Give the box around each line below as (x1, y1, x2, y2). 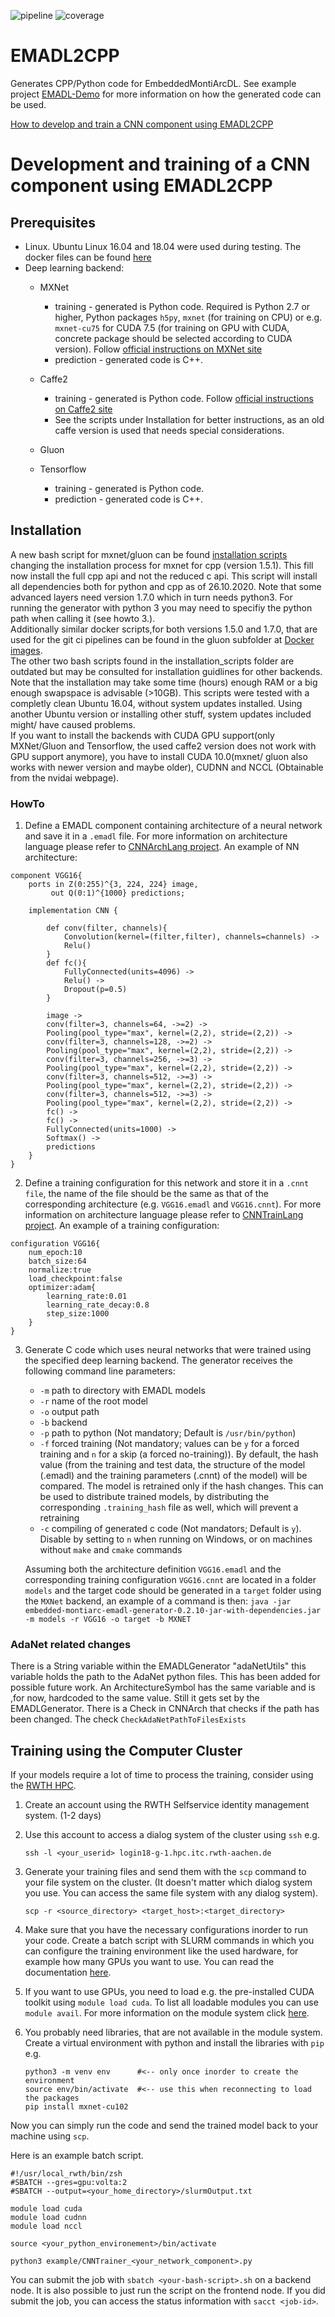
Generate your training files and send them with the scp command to (24, 1866, 307, 1878)
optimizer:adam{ (28, 1283, 97, 1293)
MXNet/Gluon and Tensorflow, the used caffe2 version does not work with (10, 740, 317, 752)
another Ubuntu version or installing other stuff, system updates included (10, 708, 312, 720)
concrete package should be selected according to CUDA (54, 332, 293, 344)
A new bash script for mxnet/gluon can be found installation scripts (10, 548, 288, 560)
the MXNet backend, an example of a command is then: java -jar (24, 1595, 292, 1607)
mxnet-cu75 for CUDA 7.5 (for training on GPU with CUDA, (54, 321, 290, 334)
